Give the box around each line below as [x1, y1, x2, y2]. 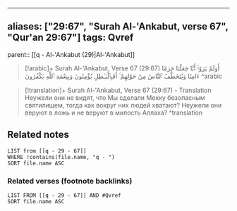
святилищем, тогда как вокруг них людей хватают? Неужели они [24, 101, 222, 109]
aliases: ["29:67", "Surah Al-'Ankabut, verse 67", [7, 20, 229, 32]
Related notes [7, 129, 69, 141]
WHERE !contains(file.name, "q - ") [7, 153, 115, 160]
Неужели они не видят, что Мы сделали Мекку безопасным [24, 93, 206, 102]
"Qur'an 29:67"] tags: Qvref [7, 32, 134, 44]
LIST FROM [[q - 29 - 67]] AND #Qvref [7, 191, 121, 199]
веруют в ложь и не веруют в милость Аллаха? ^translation [24, 108, 203, 117]
